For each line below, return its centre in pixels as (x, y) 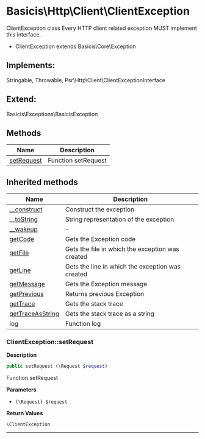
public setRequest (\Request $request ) (57, 367)
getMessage (27, 284)
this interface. (24, 34)
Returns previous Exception (105, 294)
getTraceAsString (34, 314)
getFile (19, 253)
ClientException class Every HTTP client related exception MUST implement (102, 28)
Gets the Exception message (106, 284)
